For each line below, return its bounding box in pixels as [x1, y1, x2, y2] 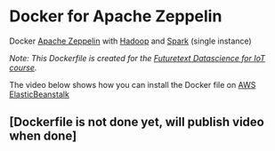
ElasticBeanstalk [9, 89, 69, 99]
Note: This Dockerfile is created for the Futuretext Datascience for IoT [9, 52, 265, 63]
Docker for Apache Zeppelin [9, 6, 222, 27]
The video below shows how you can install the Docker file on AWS [9, 79, 256, 90]
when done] [9, 129, 77, 144]
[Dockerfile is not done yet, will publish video [9, 115, 264, 130]
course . [9, 62, 37, 73]
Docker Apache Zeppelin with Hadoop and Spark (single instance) [9, 36, 252, 46]
